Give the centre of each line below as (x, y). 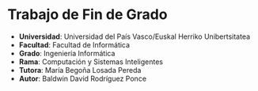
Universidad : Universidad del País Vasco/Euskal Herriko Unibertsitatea (135, 36)
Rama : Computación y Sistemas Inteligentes (91, 62)
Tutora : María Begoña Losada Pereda (80, 70)
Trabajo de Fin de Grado (87, 15)
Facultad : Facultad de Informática (74, 44)
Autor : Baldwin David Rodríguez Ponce (83, 78)
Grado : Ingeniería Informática (67, 53)
